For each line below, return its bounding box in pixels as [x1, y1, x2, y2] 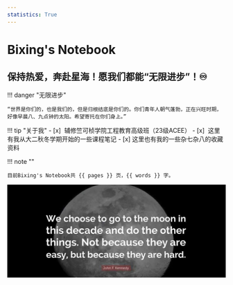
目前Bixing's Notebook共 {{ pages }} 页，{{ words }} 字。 [7, 172, 174, 179]
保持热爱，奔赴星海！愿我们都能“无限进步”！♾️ [7, 71, 208, 83]
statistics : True [7, 11, 58, 18]
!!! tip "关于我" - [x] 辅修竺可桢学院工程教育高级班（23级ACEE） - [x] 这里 [7, 126, 221, 134]
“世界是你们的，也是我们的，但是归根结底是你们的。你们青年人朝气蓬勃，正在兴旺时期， [7, 106, 222, 113]
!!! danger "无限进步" [7, 91, 67, 99]
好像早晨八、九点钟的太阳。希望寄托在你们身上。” [7, 113, 127, 120]
